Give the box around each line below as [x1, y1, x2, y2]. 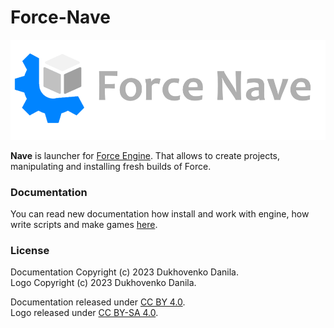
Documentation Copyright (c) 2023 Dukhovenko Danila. [10, 266, 239, 278]
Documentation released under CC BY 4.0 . [10, 296, 186, 308]
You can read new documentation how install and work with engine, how [10, 208, 310, 220]
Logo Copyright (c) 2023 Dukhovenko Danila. [10, 277, 197, 289]
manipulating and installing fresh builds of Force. [10, 160, 212, 172]
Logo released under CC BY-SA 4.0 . [10, 307, 159, 319]
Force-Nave [10, 6, 111, 29]
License [10, 243, 50, 257]
